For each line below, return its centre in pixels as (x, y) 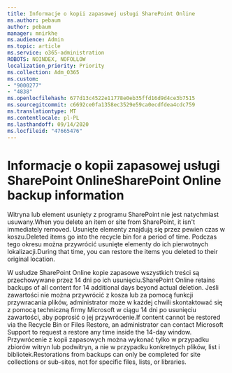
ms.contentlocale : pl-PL (43, 118)
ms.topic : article (34, 46)
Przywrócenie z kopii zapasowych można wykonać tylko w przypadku (108, 339)
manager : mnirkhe (32, 33)
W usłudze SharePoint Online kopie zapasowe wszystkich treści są (103, 273)
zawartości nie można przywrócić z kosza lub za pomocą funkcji (100, 295)
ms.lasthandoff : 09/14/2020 (48, 124)
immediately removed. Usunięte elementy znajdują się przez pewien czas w (116, 230)
